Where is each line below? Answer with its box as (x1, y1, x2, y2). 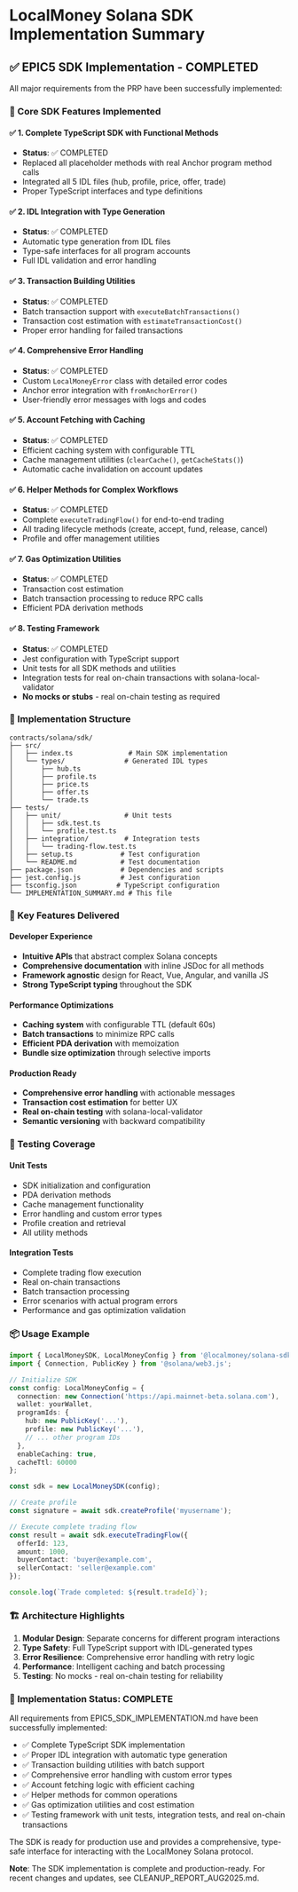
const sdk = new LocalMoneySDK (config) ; (9, 1482, 161, 1492)
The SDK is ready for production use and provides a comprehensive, (9, 1837, 260, 1848)
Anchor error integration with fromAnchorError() (21, 384, 198, 395)
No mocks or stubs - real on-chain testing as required (21, 691, 221, 701)
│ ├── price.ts (9, 780, 90, 788)
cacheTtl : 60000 (17, 1458, 77, 1467)
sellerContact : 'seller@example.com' (17, 1563, 157, 1572)
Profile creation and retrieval (21, 1217, 127, 1228)
